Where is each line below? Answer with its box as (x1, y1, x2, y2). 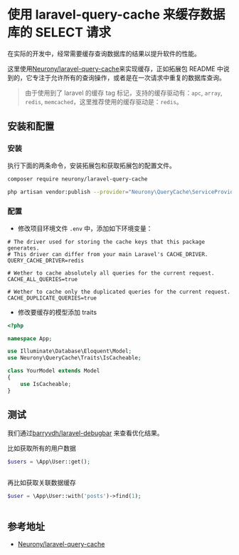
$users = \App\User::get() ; (7, 458, 91, 466)
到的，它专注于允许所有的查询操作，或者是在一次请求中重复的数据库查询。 (7, 73, 225, 82)
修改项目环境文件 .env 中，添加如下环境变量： (17, 224, 153, 233)
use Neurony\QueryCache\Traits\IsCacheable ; (7, 355, 142, 362)
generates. (7, 244, 40, 252)
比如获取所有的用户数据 (7, 444, 76, 453)
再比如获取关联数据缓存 (7, 479, 76, 487)
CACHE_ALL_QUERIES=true (7, 275, 78, 282)
